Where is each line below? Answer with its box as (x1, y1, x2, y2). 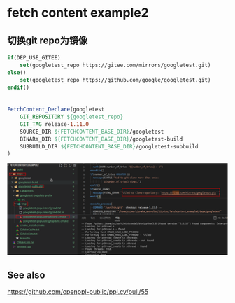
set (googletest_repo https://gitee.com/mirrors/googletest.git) (20, 62, 211, 69)
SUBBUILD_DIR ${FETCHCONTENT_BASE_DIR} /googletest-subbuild (20, 143, 199, 150)
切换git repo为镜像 (7, 34, 88, 46)
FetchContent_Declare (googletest (7, 106, 105, 113)
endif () (7, 84, 30, 91)
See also (7, 269, 45, 281)
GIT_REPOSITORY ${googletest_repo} (20, 113, 124, 120)
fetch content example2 (7, 5, 149, 21)
